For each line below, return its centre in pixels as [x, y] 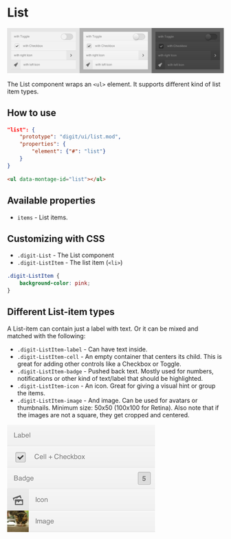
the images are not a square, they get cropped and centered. [103, 415]
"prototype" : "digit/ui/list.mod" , [70, 137]
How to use [32, 113]
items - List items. [42, 217]
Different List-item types [61, 312]
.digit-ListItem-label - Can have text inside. [82, 349]
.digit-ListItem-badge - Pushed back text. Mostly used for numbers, [115, 371]
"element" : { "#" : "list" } [69, 152]
